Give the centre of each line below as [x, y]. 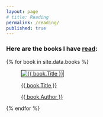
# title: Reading [28, 17]
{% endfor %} [23, 108]
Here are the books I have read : [52, 49]
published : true [26, 28]
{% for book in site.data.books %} [48, 61]
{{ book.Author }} [42, 97]
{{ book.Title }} [39, 85]
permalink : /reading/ [33, 22]
